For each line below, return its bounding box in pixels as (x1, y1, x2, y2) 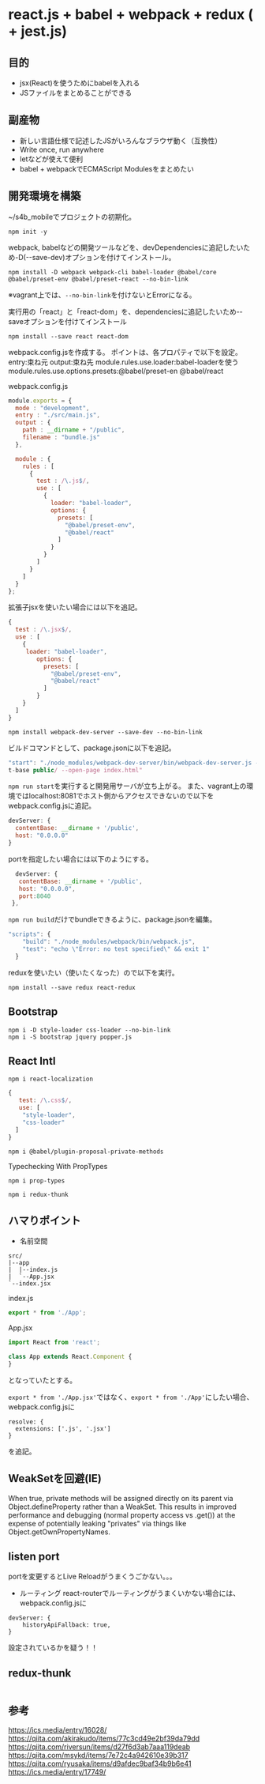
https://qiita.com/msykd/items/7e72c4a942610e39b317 (8, 1751, 188, 1760)
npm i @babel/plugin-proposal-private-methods (8, 1148, 164, 1156)
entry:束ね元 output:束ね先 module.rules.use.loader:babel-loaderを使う (8, 357, 239, 367)
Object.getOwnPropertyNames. (8, 1527, 110, 1537)
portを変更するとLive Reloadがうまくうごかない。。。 (8, 1571, 177, 1582)
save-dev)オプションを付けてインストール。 (32, 252, 176, 262)
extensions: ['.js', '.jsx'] (15, 1424, 111, 1432)
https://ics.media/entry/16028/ (8, 1726, 107, 1735)
